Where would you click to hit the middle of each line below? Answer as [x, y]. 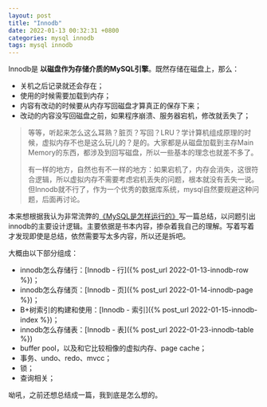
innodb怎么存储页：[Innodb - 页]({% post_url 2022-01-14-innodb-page [136, 290]
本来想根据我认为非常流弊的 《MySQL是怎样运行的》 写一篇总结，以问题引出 [132, 217]
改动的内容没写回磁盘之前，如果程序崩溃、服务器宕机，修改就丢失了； [135, 115]
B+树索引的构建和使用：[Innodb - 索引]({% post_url [104, 310]
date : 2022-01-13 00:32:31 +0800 [64, 30]
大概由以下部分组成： [43, 253]
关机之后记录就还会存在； [62, 86]
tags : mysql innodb [41, 45]
